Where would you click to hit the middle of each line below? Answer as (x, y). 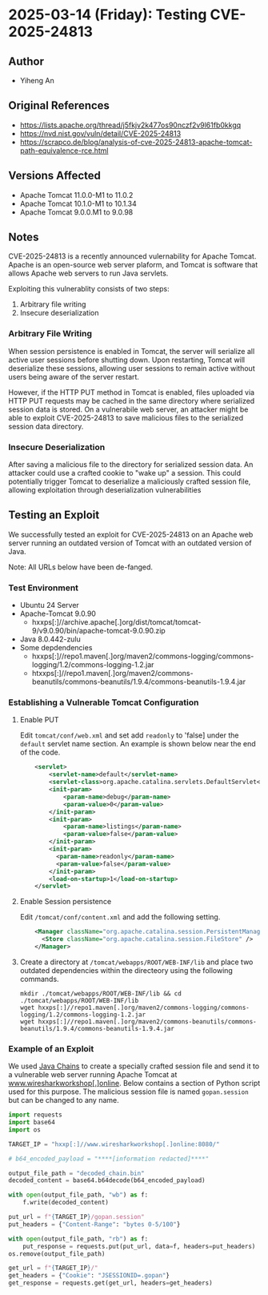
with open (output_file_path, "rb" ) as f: (78, 1239)
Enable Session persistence (66, 902)
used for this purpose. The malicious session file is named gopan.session (129, 1092)
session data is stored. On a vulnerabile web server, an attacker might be (128, 409)
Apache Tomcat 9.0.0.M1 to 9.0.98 (76, 212)
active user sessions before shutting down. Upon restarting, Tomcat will (127, 360)
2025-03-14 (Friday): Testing (108, 15)
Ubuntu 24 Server (50, 605)
